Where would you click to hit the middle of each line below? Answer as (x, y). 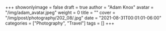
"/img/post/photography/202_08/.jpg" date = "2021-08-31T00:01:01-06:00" (84, 18)
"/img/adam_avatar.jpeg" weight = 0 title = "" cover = (60, 12)
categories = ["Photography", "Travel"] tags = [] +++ (60, 23)
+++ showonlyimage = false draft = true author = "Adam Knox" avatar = (79, 7)
